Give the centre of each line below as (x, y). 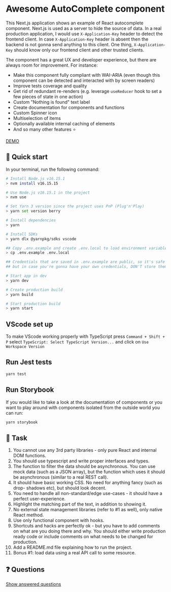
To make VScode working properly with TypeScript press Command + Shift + (85, 336)
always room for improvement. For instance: (52, 65)
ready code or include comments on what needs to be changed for (83, 537)
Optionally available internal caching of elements (64, 123)
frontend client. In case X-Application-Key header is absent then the (77, 39)
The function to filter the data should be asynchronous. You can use (84, 466)
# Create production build (34, 290)
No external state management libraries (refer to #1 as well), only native (88, 510)
